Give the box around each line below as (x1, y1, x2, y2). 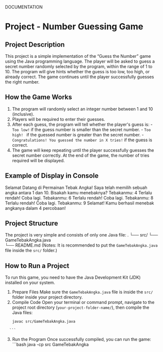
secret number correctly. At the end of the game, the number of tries (12, 152, 149, 158)
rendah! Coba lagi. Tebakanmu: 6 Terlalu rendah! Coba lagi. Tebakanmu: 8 (5, 195, 154, 201)
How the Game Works (5, 93, 72, 101)
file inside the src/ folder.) (5, 248, 57, 253)
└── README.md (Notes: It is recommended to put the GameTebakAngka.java (5, 242, 158, 248)
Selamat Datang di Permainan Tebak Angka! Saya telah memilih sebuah (5, 184, 147, 190)
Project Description (5, 40, 65, 49)
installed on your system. (5, 280, 55, 285)
